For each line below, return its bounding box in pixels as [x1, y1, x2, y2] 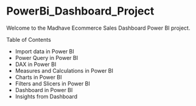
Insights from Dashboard [15, 93, 78, 100]
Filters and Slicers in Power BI [15, 80, 90, 87]
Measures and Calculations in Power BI [15, 67, 114, 74]
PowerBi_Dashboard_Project [6, 4, 155, 18]
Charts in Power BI [15, 73, 62, 81]
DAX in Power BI [15, 61, 57, 68]
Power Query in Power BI [15, 54, 78, 61]
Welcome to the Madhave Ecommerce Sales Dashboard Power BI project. [6, 24, 191, 31]
